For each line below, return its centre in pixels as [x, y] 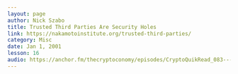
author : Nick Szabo [36, 20]
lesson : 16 [23, 54]
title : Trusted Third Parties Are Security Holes [82, 27]
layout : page [27, 14]
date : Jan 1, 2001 [34, 47]
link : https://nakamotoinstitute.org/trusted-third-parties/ [100, 33]
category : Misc [30, 40]
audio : [17, 60]
